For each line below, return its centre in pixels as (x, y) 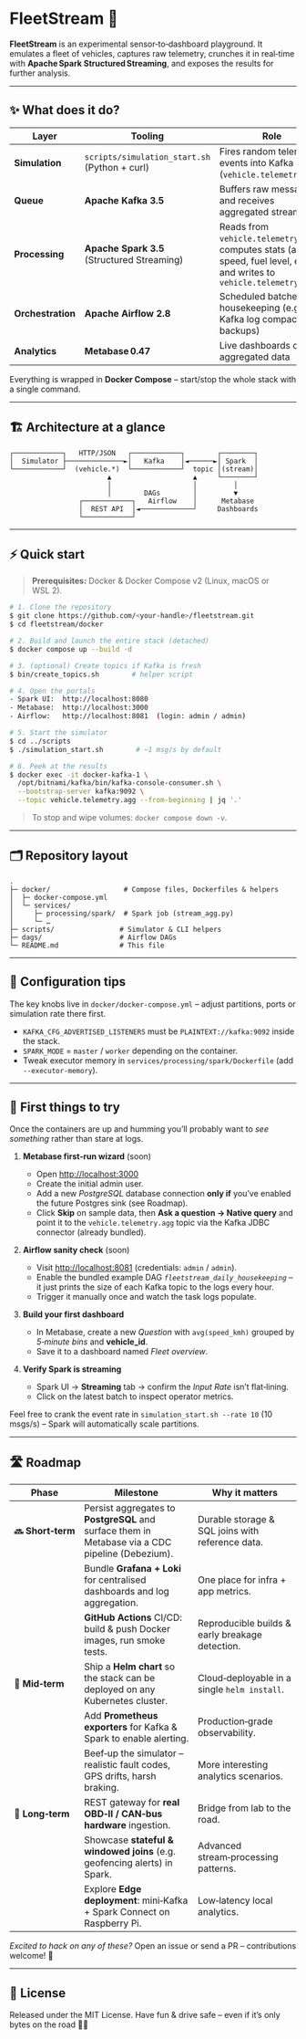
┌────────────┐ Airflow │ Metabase (167, 501)
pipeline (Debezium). (128, 1553)
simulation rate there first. (58, 1013)
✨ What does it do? (65, 110)
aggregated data (255, 357)
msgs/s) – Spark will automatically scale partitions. (104, 1424)
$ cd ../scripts (40, 741)
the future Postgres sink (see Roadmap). (112, 1203)
